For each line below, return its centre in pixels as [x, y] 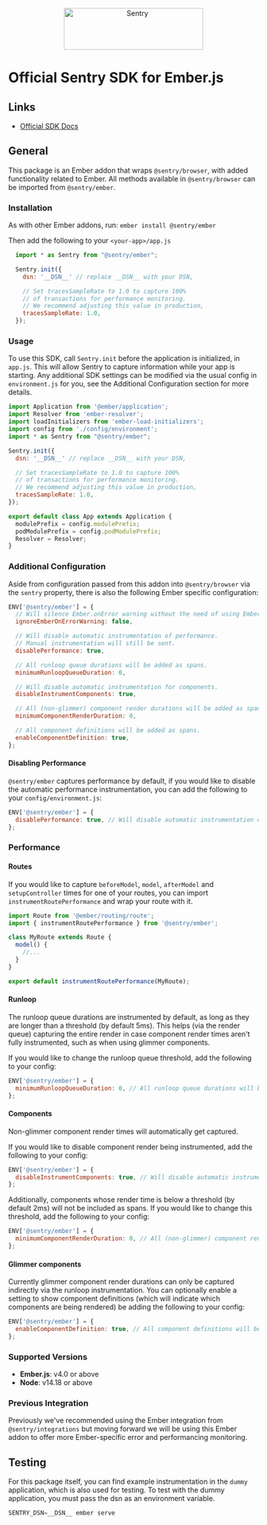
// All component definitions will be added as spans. [108, 731]
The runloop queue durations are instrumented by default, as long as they [129, 1017]
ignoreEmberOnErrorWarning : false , [74, 622]
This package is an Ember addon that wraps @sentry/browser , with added [128, 170]
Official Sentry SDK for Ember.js [116, 78]
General [29, 151]
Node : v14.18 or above [56, 1383]
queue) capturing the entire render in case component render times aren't [129, 1033]
